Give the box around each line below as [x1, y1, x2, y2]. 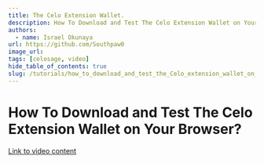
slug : [8, 70, 26, 78]
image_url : [8, 48, 44, 56]
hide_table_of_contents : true [8, 63, 108, 71]
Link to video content [8, 146, 77, 155]
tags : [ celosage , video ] [8, 56, 90, 63]
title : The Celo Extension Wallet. [8, 11, 125, 20]
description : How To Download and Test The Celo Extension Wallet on [8, 19, 241, 27]
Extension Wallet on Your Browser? [8, 120, 242, 138]
